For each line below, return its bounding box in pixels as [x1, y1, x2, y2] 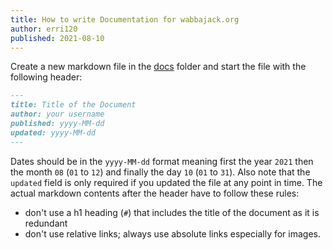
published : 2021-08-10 [10, 33, 105, 43]
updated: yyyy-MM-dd [10, 127, 97, 138]
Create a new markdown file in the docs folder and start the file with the [10, 61, 307, 73]
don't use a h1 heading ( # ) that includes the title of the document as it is [24, 206, 320, 218]
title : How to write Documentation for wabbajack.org [10, 14, 240, 25]
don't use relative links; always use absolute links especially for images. [24, 227, 321, 240]
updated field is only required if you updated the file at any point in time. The [10, 176, 323, 188]
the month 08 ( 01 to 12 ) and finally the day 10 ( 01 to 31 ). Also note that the [10, 166, 311, 178]
